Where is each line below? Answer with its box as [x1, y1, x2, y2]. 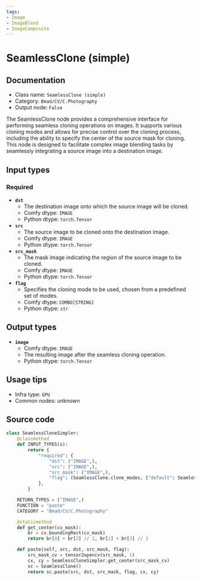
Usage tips [6, 375, 47, 385]
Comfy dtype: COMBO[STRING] [23, 298, 95, 306]
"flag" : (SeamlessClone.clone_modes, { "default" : [48, 475, 175, 481]
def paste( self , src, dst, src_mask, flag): [17, 547, 130, 553]
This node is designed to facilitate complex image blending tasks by [6, 141, 173, 148]
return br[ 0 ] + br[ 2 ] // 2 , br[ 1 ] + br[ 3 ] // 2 [28, 535, 148, 542]
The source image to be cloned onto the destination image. [23, 228, 170, 235]
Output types [6, 322, 57, 333]
